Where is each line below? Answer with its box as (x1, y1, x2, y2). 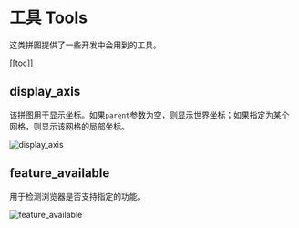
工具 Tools (9, 7, 88, 28)
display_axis (9, 84, 81, 99)
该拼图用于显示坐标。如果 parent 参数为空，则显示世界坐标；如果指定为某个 (9, 109, 290, 120)
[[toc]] (9, 57, 34, 68)
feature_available (9, 165, 110, 181)
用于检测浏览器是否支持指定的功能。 (9, 191, 146, 202)
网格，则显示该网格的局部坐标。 (9, 120, 129, 131)
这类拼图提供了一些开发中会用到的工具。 (9, 39, 161, 50)
